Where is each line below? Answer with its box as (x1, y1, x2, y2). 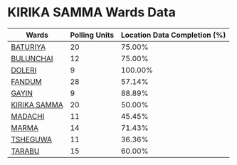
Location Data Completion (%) (120, 30, 226, 40)
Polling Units (70, 30, 115, 40)
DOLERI (11, 65, 37, 75)
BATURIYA (11, 42, 46, 52)
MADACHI (11, 111, 45, 121)
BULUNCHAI (11, 53, 53, 63)
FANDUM (11, 76, 42, 86)
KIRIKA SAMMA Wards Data (7, 4, 176, 21)
